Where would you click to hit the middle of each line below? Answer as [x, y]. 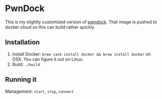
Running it [21, 80]
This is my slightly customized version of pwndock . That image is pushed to [81, 22]
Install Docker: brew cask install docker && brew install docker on [81, 54]
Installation [22, 42]
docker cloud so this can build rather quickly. [50, 27]
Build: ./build [26, 64]
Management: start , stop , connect [39, 91]
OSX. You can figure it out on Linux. [48, 59]
